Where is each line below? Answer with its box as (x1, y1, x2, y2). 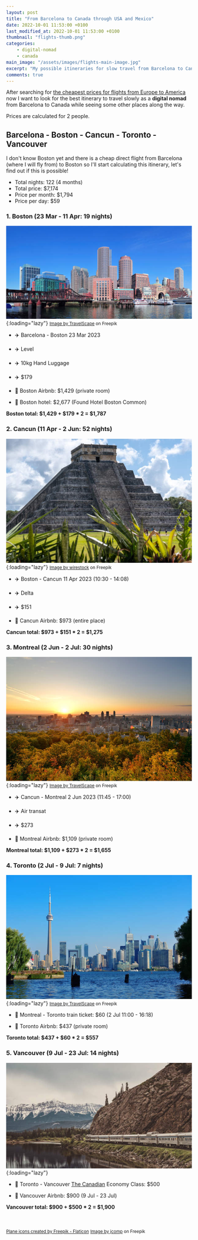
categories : (6, 41, 35, 47)
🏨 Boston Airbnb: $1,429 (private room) (14, 387, 110, 394)
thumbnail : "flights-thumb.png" (6, 34, 85, 41)
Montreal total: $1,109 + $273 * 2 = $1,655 (6, 847, 111, 854)
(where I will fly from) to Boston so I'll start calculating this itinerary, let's (6, 161, 181, 168)
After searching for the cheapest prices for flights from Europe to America (6, 89, 186, 96)
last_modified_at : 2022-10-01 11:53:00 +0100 (6, 28, 120, 34)
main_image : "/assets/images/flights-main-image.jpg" (6, 59, 141, 65)
